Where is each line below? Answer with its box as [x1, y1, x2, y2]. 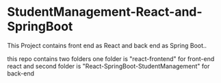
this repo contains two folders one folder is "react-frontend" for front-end [7, 54, 215, 62]
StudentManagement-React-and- [7, 4, 203, 20]
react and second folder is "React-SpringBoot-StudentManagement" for [7, 62, 210, 70]
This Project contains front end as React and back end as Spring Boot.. [7, 41, 207, 49]
